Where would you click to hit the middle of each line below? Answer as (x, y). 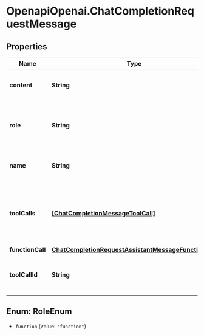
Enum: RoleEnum (39, 312)
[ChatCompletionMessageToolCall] (104, 213)
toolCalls (22, 213)
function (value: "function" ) (51, 326)
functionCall (28, 250)
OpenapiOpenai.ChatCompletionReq (100, 11)
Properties (27, 46)
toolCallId (24, 275)
